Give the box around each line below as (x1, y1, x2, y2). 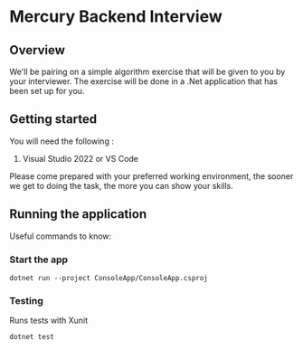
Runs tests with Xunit (9, 315, 89, 326)
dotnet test (9, 333, 54, 342)
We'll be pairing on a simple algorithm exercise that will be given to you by (9, 66, 286, 77)
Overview (9, 42, 66, 58)
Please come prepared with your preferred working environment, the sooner (9, 170, 294, 182)
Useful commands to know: (9, 231, 112, 241)
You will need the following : (9, 136, 115, 146)
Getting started (9, 111, 98, 127)
